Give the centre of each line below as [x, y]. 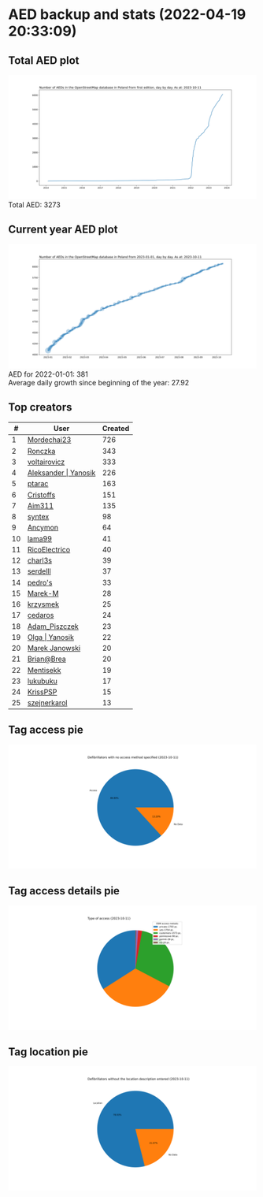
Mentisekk [44, 670]
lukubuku [42, 681]
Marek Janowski [54, 649]
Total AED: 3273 [34, 205]
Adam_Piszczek [53, 626]
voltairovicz [46, 462]
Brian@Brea [47, 659]
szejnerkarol [47, 703]
